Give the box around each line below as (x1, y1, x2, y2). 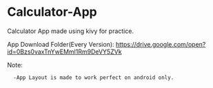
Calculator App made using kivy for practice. (7, 27, 134, 35)
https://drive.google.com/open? (116, 40, 206, 48)
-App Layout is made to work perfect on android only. (13, 74, 174, 81)
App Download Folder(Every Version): (7, 40, 115, 48)
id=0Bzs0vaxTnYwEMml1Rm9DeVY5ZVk (7, 47, 122, 56)
